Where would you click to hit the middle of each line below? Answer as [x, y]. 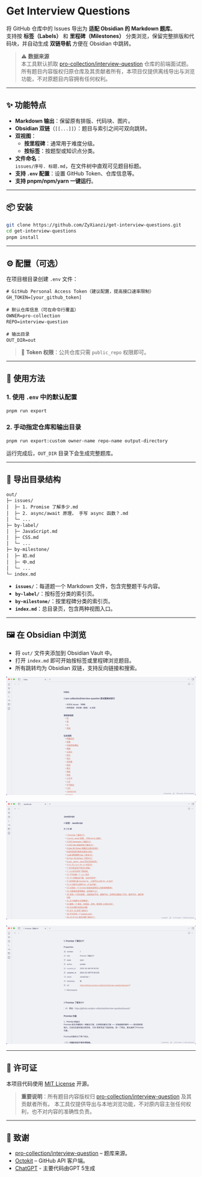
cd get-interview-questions [41, 231]
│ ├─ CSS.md [23, 537]
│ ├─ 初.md [21, 556]
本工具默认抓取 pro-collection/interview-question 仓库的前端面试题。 [106, 64]
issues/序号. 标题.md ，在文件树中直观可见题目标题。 [80, 166]
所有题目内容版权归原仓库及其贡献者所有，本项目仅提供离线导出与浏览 [108, 71]
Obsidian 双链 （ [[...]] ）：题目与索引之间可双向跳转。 [82, 128]
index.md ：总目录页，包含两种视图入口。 [65, 609]
